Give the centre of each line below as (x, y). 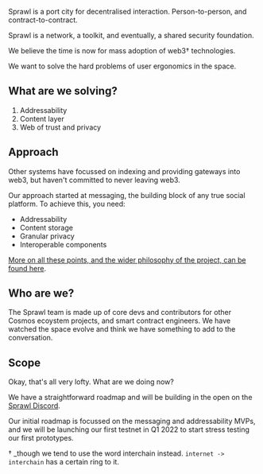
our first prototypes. (41, 438)
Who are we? (41, 293)
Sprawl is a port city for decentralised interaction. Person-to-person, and (128, 12)
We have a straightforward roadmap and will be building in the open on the (130, 398)
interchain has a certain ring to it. (64, 462)
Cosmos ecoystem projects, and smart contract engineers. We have (120, 321)
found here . (27, 268)
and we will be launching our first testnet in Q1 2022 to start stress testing (129, 429)
